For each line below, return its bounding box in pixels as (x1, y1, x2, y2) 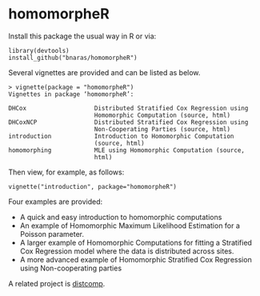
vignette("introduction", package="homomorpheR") (8, 182, 178, 190)
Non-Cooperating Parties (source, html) (94, 125, 230, 133)
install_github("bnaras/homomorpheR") (8, 54, 138, 62)
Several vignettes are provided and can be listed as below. (8, 67, 201, 77)
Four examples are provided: (8, 197, 102, 206)
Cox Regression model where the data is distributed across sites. (19, 246, 234, 256)
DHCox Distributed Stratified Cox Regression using (8, 104, 249, 112)
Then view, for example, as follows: (8, 167, 125, 177)
